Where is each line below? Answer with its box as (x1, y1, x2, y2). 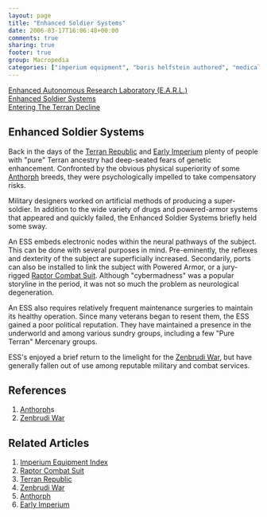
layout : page (8, 11, 52, 20)
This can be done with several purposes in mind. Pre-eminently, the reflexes (8, 245, 258, 255)
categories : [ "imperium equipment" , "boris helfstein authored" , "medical (8, 64, 261, 72)
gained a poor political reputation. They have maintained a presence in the (8, 319, 252, 329)
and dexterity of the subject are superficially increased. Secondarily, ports (8, 253, 252, 263)
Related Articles (8, 436, 90, 450)
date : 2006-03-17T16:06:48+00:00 (8, 26, 119, 34)
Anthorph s (19, 405, 55, 414)
